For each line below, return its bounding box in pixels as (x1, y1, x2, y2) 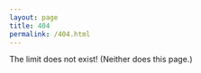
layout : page (9, 12, 59, 22)
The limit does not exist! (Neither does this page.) (9, 54, 193, 65)
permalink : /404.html (9, 29, 91, 38)
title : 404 (9, 21, 50, 30)
